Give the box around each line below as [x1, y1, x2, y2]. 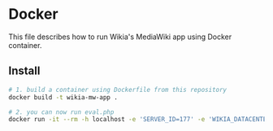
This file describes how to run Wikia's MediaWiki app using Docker [8, 32, 232, 41]
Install [8, 64, 41, 78]
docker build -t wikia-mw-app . [8, 93, 118, 102]
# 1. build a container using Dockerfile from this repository [8, 85, 227, 94]
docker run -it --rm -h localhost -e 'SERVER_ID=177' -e [8, 116, 206, 124]
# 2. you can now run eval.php [8, 107, 115, 116]
